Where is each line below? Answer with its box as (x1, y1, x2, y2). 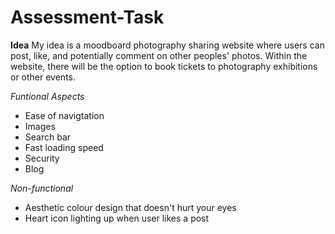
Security (24, 152, 60, 164)
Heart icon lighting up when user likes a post (24, 212, 210, 224)
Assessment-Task (10, 6, 165, 29)
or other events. (10, 71, 77, 83)
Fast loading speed (24, 141, 104, 153)
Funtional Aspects (10, 90, 85, 102)
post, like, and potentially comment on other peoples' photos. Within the (10, 49, 308, 61)
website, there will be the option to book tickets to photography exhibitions (10, 60, 318, 72)
